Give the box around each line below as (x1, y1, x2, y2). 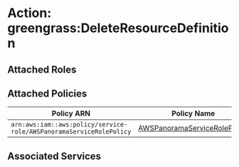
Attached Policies (7, 87, 87, 99)
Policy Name (171, 109, 216, 119)
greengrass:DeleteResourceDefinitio (7, 20, 229, 36)
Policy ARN (51, 109, 91, 119)
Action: (7, 5, 52, 21)
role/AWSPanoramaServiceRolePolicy (11, 128, 132, 136)
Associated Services (7, 150, 102, 162)
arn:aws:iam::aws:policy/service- (11, 121, 128, 129)
